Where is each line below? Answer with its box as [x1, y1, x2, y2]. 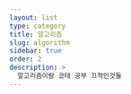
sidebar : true [9, 47, 63, 56]
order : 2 [9, 55, 42, 64]
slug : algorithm [9, 38, 70, 47]
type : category [9, 21, 66, 30]
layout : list [9, 13, 58, 22]
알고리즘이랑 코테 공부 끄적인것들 [17, 72, 122, 81]
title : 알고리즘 [9, 30, 63, 38]
